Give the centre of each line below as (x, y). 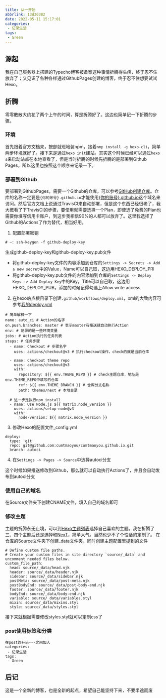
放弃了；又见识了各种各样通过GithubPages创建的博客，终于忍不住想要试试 (81, 78)
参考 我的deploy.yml (32, 305)
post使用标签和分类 (28, 631)
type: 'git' (22, 441)
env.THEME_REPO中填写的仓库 (32, 380)
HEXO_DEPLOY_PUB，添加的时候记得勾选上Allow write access (76, 288)
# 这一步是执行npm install (35, 400)
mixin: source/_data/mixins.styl (44, 602)
